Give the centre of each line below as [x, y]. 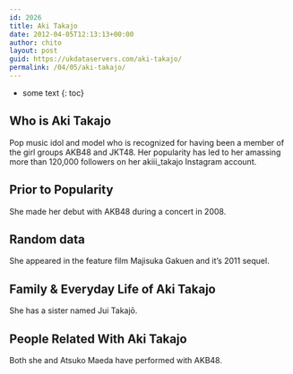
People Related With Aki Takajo [98, 339]
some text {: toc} [53, 93]
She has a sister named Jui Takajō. [73, 310]
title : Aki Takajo [43, 26]
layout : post [34, 51]
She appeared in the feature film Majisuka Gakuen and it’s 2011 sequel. [140, 261]
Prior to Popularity [61, 190]
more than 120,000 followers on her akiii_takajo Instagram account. [133, 161]
